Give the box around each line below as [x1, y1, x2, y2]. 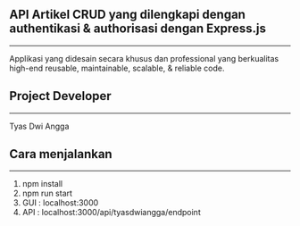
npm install [21, 179, 63, 189]
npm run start [21, 188, 73, 199]
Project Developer [9, 88, 112, 104]
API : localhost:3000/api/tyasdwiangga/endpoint [21, 207, 201, 218]
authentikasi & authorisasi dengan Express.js [9, 21, 266, 37]
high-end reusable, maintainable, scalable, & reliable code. [9, 63, 225, 73]
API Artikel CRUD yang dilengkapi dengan [9, 7, 246, 22]
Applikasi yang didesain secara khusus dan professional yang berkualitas [9, 53, 279, 63]
